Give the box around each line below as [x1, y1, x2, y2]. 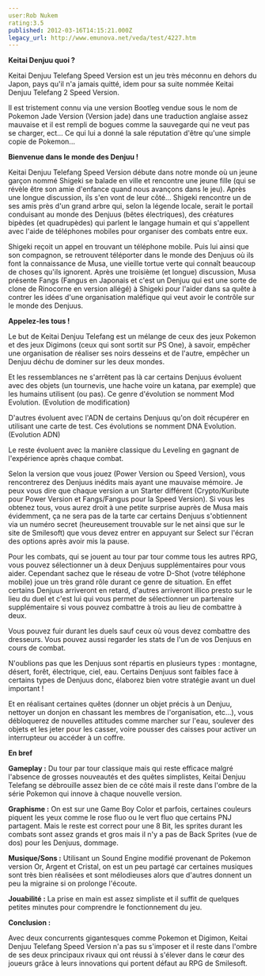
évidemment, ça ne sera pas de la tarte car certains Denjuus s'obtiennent [8, 511, 248, 521]
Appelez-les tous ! [8, 317, 70, 326]
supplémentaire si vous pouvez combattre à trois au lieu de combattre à [8, 602, 243, 612]
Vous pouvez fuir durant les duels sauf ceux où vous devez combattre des [8, 626, 251, 636]
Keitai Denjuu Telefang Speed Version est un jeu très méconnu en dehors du [8, 71, 257, 80]
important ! [8, 684, 44, 694]
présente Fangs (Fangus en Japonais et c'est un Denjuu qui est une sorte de [8, 275, 257, 286]
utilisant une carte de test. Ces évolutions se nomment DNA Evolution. [8, 421, 237, 431]
